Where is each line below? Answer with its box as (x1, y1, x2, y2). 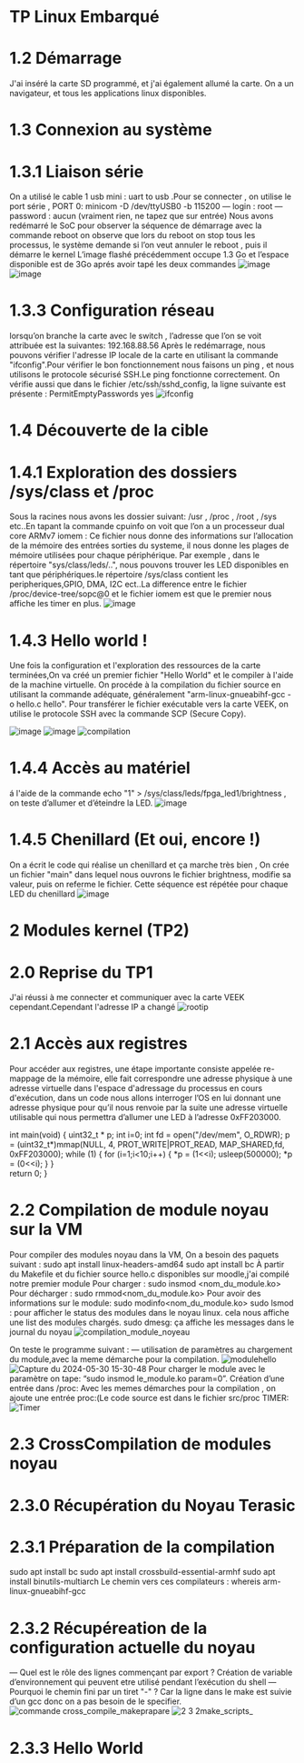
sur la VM (9, 1219, 83, 1240)
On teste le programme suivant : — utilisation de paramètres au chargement (9, 1344, 293, 1356)
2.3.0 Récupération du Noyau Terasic (9, 1495, 297, 1516)
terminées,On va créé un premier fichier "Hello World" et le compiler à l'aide (9, 670, 294, 681)
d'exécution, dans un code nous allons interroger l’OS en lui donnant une (9, 1093, 281, 1104)
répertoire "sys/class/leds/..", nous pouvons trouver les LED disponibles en (9, 559, 289, 570)
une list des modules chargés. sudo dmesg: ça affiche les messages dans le (9, 1317, 295, 1328)
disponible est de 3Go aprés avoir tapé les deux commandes (9, 259, 237, 270)
